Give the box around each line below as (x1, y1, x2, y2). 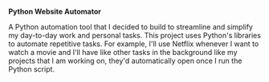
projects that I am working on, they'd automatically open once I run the (8, 56, 243, 65)
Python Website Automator (8, 7, 102, 16)
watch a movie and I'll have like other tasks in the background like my (8, 48, 238, 57)
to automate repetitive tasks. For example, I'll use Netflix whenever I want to (8, 39, 259, 49)
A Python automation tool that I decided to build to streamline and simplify (8, 22, 253, 31)
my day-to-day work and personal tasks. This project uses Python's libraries (8, 31, 261, 40)
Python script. (8, 64, 55, 74)
